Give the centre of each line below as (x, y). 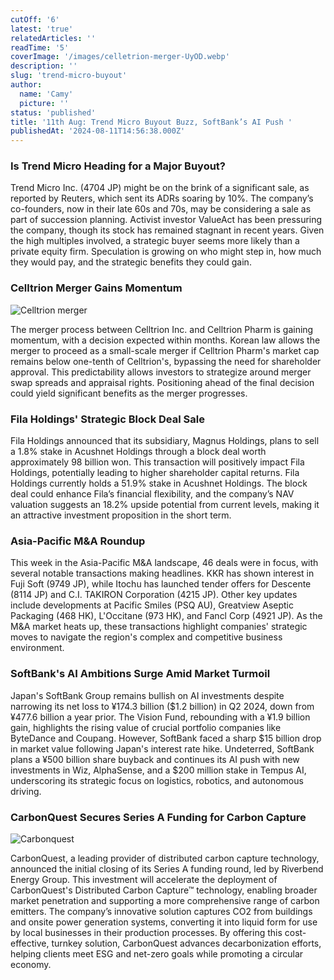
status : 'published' (53, 112)
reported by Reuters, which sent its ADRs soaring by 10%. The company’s (162, 198)
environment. (37, 648)
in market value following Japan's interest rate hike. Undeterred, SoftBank (162, 748)
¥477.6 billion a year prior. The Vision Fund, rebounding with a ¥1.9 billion (160, 717)
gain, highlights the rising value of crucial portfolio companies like (146, 727)
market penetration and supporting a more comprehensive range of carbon (165, 900)
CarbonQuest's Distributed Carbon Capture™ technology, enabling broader (164, 890)
